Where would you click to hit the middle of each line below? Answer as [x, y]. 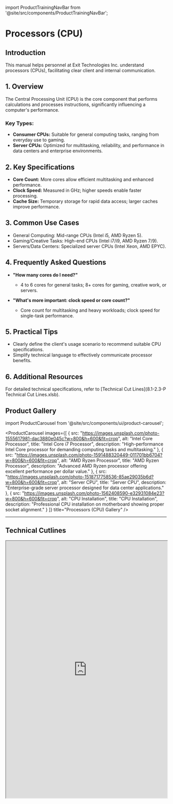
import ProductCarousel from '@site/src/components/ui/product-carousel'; [84, 423]
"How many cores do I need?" [45, 275]
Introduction [26, 53]
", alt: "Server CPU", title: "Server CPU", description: [112, 482]
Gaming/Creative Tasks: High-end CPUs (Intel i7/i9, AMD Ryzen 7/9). [85, 241]
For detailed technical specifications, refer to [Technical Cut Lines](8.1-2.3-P [86, 389]
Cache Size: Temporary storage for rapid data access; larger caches [85, 201]
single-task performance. [47, 315]
